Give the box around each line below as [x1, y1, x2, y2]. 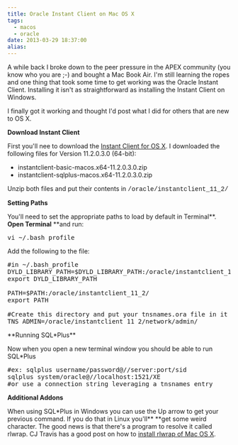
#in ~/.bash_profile [7, 260, 79, 268]
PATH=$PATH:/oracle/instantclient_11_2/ [7, 289, 150, 297]
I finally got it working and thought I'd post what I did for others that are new [7, 107, 229, 115]
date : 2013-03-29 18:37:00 [7, 37, 87, 44]
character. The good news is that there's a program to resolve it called [7, 422, 212, 430]
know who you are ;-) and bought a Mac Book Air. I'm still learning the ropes [7, 70, 230, 79]
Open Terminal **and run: [7, 220, 84, 228]
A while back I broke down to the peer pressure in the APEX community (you [7, 63, 231, 71]
